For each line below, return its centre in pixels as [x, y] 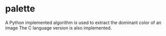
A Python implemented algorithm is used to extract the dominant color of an [83, 22]
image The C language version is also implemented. [58, 27]
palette [20, 9]
